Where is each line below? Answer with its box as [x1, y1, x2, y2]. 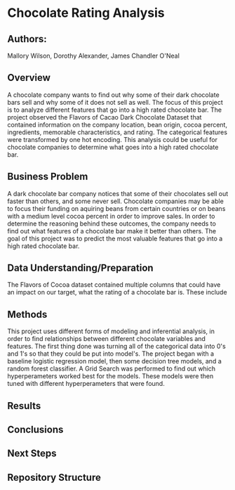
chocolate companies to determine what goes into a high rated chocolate [7, 143, 219, 151]
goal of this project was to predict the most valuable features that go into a [7, 234, 223, 243]
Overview [7, 72, 51, 84]
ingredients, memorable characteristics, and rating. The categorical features [7, 128, 228, 136]
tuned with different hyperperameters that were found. [7, 380, 165, 388]
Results [7, 399, 41, 412]
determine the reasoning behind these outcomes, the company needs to [7, 219, 216, 228]
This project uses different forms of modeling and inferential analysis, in [7, 327, 215, 335]
